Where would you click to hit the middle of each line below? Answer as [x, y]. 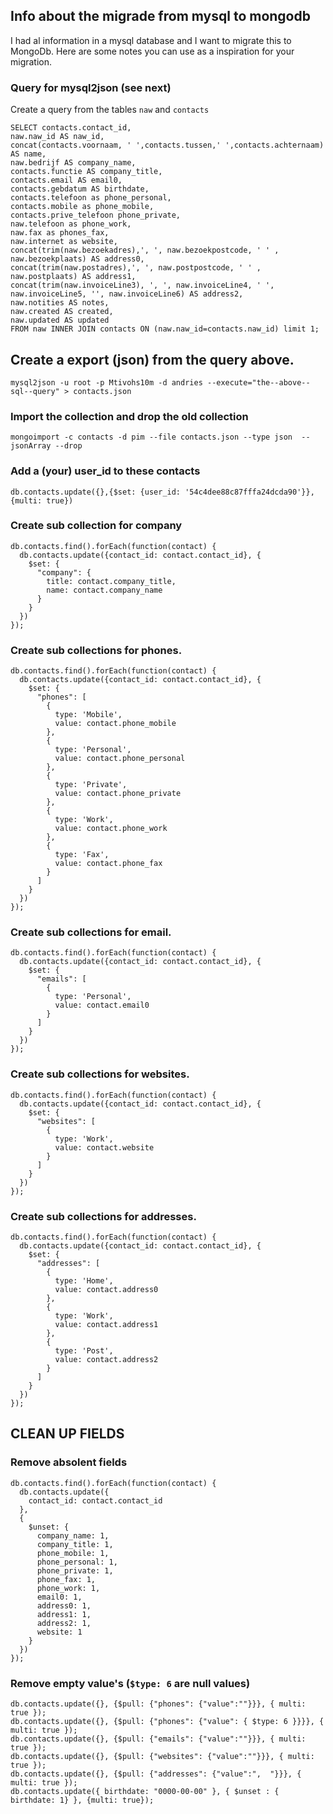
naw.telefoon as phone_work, [71, 224]
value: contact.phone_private [118, 794]
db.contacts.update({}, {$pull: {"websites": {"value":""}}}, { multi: [162, 1756]
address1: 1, [64, 1614]
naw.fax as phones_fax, [60, 233]
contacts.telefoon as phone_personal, [91, 198]
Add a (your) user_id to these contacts [105, 471]
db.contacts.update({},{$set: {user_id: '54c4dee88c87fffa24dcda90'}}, [162, 492]
